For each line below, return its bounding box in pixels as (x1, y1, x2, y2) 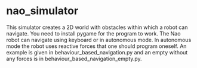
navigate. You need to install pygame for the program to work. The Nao (6, 30, 181, 37)
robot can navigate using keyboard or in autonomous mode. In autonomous (6, 36, 192, 43)
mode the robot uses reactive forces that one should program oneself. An (6, 43, 187, 50)
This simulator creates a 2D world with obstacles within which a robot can (6, 24, 188, 31)
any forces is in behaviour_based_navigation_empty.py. (6, 55, 142, 62)
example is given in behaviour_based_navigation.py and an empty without (6, 48, 188, 56)
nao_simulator (6, 4, 79, 18)
